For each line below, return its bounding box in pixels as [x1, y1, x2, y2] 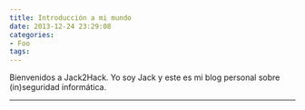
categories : [9, 30, 54, 39]
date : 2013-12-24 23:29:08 [9, 22, 112, 31]
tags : [9, 47, 30, 56]
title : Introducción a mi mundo [9, 13, 132, 23]
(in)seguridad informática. [9, 82, 107, 93]
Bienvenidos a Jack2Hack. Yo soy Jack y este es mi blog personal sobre [9, 72, 280, 83]
